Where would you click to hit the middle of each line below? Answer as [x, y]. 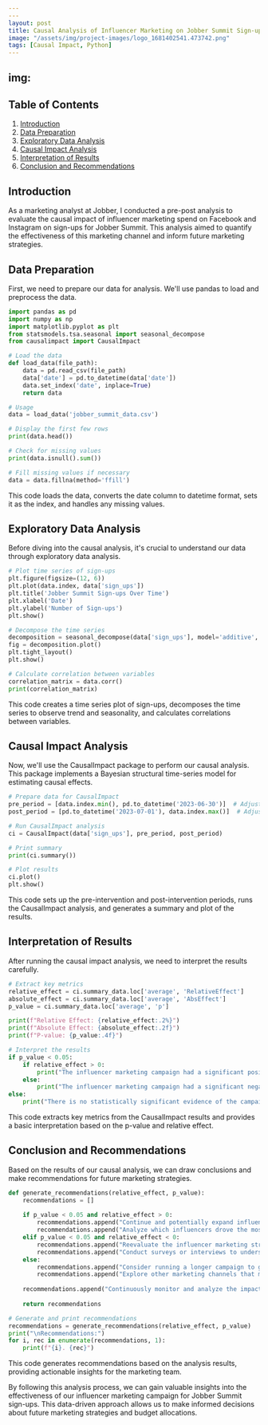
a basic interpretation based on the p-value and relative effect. [111, 1126]
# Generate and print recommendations [73, 1318]
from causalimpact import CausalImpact [75, 341]
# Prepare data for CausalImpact [64, 797]
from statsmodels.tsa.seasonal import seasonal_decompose [106, 334]
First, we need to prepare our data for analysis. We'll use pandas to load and [134, 289]
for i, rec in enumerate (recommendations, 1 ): [87, 1340]
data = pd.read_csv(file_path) [75, 371]
